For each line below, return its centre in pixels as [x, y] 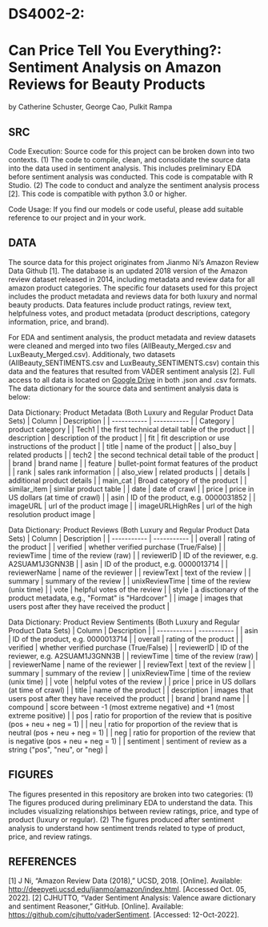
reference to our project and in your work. [77, 218]
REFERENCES [43, 861]
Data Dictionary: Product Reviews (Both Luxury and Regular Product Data [129, 530]
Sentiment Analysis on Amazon [115, 68]
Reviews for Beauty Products [107, 84]
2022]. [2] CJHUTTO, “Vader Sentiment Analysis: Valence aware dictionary [132, 898]
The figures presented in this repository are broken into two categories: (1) [131, 794]
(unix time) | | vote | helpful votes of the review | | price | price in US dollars [132, 681]
